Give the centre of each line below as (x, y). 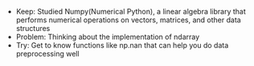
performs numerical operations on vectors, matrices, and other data (128, 20)
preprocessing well (47, 54)
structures (33, 28)
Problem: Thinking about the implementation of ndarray (108, 37)
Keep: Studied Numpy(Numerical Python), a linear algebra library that (131, 12)
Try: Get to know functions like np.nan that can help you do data (122, 45)
